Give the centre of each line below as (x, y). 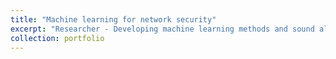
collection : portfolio (57, 38)
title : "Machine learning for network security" (113, 19)
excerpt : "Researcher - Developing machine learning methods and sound (162, 29)
